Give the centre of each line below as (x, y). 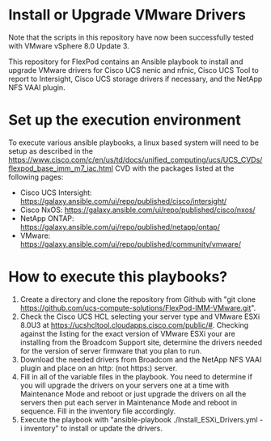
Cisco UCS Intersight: (56, 193)
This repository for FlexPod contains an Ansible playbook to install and (126, 61)
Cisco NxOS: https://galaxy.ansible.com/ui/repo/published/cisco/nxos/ (138, 210)
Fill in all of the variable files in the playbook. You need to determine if (136, 376)
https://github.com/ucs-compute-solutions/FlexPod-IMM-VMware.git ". (138, 307)
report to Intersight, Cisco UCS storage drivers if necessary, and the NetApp (135, 78)
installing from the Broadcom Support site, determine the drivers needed (141, 342)
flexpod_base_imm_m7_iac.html (61, 168)
